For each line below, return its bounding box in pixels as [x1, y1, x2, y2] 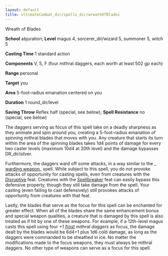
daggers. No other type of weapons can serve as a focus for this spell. [5, 244, 151, 251]
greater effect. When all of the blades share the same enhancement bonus [5, 207, 159, 213]
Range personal [5, 70, 39, 76]
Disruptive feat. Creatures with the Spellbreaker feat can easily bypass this [5, 176, 159, 182]
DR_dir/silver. [5, 151, 33, 157]
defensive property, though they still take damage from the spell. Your [5, 182, 149, 188]
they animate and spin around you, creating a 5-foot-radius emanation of [5, 129, 156, 136]
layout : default [5, 7, 39, 13]
